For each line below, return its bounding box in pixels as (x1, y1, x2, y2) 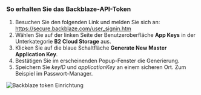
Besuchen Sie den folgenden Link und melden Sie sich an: (15, 19, 160, 26)
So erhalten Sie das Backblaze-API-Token (6, 5, 131, 13)
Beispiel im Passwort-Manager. (15, 70, 93, 77)
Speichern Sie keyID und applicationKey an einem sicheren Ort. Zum (15, 64, 186, 71)
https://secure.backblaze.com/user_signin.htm (15, 25, 131, 32)
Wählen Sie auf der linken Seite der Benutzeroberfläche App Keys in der (15, 31, 196, 39)
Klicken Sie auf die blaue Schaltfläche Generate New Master (15, 44, 167, 51)
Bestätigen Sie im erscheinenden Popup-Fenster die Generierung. (15, 57, 180, 65)
